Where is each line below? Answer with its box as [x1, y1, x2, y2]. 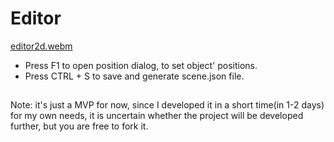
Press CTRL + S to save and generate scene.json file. [24, 70, 245, 82]
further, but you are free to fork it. [10, 120, 149, 132]
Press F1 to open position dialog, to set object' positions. [24, 59, 258, 71]
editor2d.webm [10, 40, 73, 52]
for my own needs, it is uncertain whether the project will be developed [10, 110, 304, 122]
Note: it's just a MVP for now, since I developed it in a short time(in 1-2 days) [10, 99, 325, 111]
